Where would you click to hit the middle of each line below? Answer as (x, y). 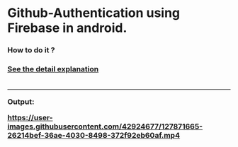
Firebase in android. (67, 28)
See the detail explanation (53, 69)
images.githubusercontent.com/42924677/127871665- (105, 127)
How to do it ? (31, 50)
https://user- (30, 118)
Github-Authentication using (94, 13)
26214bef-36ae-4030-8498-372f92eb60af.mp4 (94, 136)
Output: (21, 102)
